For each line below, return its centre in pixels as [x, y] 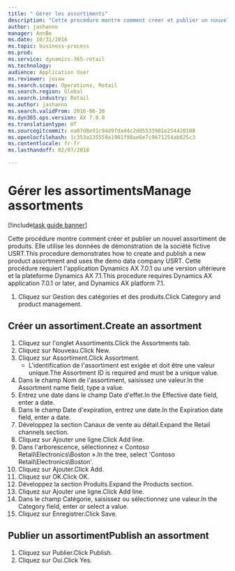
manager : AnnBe [30, 33]
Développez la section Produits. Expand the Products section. [106, 484]
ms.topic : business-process [49, 46]
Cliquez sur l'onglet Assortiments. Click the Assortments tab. [104, 342]
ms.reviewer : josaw [36, 79]
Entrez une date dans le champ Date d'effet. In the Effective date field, [118, 395]
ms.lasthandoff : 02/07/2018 [49, 150]
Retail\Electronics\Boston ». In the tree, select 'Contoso [96, 454]
